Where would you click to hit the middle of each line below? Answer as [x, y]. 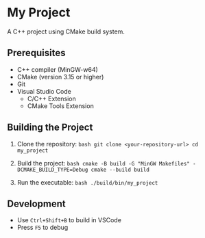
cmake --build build [120, 170]
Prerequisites [36, 53]
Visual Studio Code [44, 91]
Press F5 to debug [43, 228]
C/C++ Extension [52, 98]
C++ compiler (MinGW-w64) [57, 69]
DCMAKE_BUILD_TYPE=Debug [52, 170]
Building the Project [50, 128]
